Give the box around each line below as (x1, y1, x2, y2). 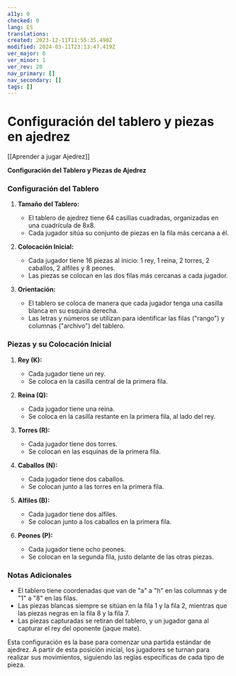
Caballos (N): (17, 461, 58, 469)
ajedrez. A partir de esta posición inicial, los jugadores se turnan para (7, 645, 210, 654)
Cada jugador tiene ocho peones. (28, 544, 126, 553)
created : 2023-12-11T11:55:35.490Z (7, 37, 113, 44)
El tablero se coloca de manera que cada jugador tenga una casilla (28, 299, 223, 308)
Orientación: (17, 285, 56, 294)
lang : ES (7, 23, 33, 31)
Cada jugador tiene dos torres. (28, 439, 118, 448)
